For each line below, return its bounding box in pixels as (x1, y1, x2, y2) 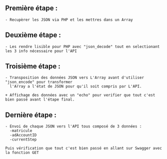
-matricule (9, 128, 32, 133)
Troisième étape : (5, 62, 61, 70)
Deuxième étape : (5, 31, 61, 39)
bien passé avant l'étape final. (5, 97, 75, 102)
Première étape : (5, 4, 58, 12)
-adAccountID (9, 132, 37, 138)
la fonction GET (5, 150, 39, 155)
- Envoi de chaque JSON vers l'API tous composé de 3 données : (5, 124, 142, 129)
